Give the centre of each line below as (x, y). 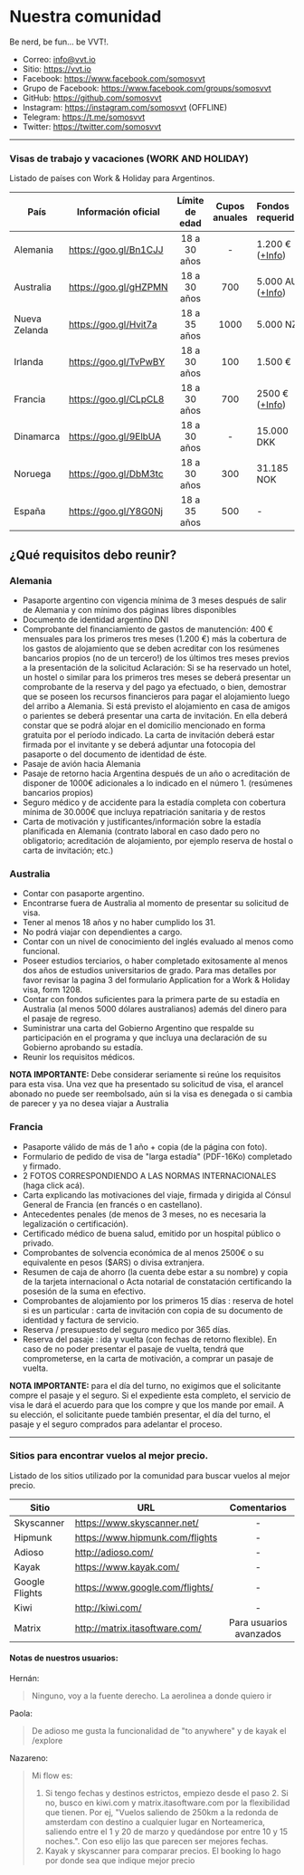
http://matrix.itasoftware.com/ (138, 1628)
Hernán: (24, 1679)
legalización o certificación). (75, 1223)
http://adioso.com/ (114, 1552)
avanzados (258, 1633)
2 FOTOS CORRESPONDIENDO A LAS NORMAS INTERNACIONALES (149, 1175)
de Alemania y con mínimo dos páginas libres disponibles (129, 609)
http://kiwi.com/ (108, 1607)
